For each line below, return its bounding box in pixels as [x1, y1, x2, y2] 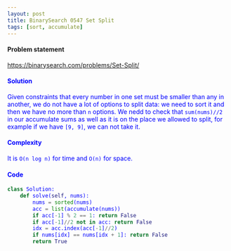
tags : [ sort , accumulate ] [7, 23, 83, 30]
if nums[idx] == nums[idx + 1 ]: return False [32, 231, 169, 239]
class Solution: [7, 186, 55, 193]
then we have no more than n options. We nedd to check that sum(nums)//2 [7, 107, 223, 116]
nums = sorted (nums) [32, 198, 93, 206]
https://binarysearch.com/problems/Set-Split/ [7, 60, 140, 69]
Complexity [7, 139, 42, 147]
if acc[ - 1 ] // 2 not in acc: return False [32, 219, 152, 226]
